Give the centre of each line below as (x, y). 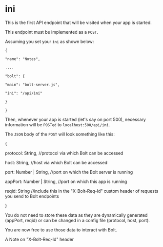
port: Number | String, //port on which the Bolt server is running (69, 172)
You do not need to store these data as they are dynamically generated (76, 215)
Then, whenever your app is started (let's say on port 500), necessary (76, 119)
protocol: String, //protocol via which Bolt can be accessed (64, 153)
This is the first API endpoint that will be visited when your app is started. (79, 22)
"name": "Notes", (23, 59)
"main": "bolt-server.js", (32, 85)
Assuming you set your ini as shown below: (50, 41)
